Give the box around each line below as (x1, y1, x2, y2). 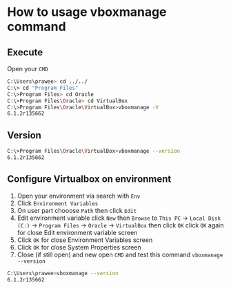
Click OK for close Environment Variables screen (17, 236, 153, 244)
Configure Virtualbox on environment (7, 174, 172, 185)
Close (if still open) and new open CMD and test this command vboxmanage (17, 250, 223, 259)
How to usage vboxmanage (7, 4, 167, 20)
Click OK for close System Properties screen (17, 243, 141, 251)
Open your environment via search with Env (17, 192, 141, 200)
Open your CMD (7, 65, 48, 73)
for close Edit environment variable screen (17, 228, 138, 236)
